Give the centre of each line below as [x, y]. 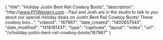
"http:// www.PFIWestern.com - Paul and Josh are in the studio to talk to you [81, 12]
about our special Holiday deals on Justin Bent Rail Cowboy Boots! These [79, 17]
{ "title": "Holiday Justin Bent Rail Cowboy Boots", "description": [70, 7]
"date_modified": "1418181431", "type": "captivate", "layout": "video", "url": [80, 27]
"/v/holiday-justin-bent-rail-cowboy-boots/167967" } [58, 33]
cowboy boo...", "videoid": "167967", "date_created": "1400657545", [74, 22]
